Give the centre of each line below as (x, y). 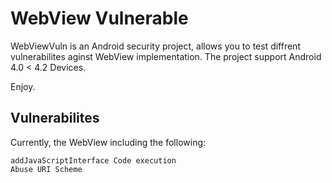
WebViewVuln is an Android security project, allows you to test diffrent (155, 46)
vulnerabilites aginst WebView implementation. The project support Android (166, 56)
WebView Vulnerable (99, 18)
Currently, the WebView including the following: (108, 142)
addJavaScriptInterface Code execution (93, 160)
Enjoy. (23, 86)
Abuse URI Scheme (46, 169)
